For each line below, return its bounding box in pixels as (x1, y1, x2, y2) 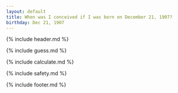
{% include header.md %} (6, 36, 69, 43)
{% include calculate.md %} (6, 58, 74, 65)
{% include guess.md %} (6, 47, 67, 54)
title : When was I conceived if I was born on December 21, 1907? (6, 14, 173, 20)
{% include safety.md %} (6, 70, 67, 77)
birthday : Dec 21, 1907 (6, 19, 65, 25)
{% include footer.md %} (6, 81, 67, 88)
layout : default (6, 8, 46, 15)
